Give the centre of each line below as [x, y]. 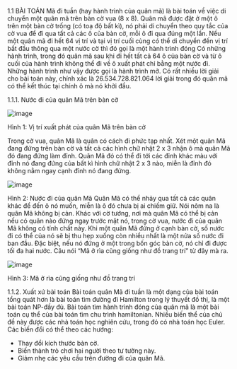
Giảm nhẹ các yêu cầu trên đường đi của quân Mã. [91, 358]
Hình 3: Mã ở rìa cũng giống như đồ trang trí [71, 278]
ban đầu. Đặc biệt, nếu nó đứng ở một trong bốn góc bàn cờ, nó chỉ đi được [117, 243]
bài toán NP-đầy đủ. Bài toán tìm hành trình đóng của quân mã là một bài [113, 307]
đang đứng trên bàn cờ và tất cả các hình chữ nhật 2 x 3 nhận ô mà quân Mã [119, 148]
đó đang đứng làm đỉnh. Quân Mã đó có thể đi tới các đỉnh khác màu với [112, 156]
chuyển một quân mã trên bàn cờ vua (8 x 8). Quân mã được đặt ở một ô [112, 18]
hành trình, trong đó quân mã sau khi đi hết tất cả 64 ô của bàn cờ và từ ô [115, 56]
